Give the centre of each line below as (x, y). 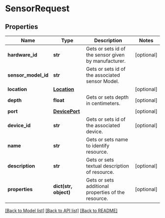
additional (97, 186)
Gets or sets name (107, 139)
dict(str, (63, 186)
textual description (107, 166)
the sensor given (105, 55)
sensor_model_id (28, 75)
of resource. (100, 172)
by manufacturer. (106, 61)
